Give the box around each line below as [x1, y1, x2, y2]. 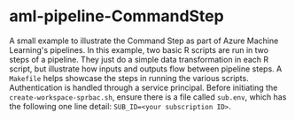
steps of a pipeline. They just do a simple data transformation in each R [9, 54, 269, 64]
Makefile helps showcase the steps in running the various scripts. [9, 72, 250, 83]
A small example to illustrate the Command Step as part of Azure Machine [9, 35, 279, 46]
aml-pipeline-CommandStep [9, 6, 224, 26]
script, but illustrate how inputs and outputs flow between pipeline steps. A [9, 64, 283, 74]
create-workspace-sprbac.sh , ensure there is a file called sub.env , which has [9, 91, 287, 102]
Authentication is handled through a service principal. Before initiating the [9, 82, 278, 93]
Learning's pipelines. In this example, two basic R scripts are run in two [9, 44, 268, 55]
